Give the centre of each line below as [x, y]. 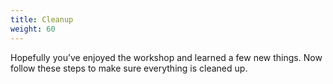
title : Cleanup [42, 19]
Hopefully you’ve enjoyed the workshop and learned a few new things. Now [166, 57]
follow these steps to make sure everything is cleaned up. [129, 68]
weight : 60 [33, 29]
